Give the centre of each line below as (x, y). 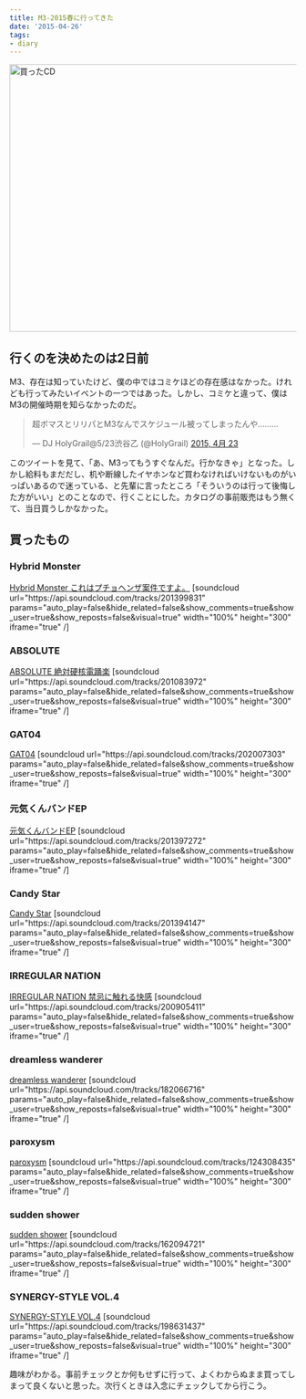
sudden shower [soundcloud (63, 1235)
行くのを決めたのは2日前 (79, 358)
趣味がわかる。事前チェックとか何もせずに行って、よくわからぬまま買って (148, 1374)
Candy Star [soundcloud (56, 913)
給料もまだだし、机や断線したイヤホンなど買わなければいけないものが (157, 475)
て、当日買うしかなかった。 (61, 508)
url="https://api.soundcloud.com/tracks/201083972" (108, 682)
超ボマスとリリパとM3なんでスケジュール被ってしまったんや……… (155, 424)
